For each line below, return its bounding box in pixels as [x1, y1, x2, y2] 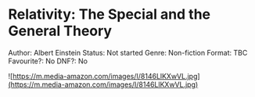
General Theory [8, 22, 112, 40]
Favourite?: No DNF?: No [8, 56, 88, 66]
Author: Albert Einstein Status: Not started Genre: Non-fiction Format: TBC [8, 48, 248, 57]
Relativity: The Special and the [8, 5, 211, 23]
